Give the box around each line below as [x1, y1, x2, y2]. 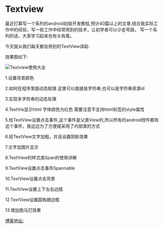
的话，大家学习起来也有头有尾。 [9, 33, 74, 39]
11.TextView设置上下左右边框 [5, 186, 63, 192]
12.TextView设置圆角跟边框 [5, 196, 60, 202]
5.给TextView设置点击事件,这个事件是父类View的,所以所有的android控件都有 [5, 117, 159, 123]
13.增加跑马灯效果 [5, 207, 41, 213]
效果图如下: [5, 53, 29, 60]
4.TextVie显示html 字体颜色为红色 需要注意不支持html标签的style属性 [5, 106, 145, 112]
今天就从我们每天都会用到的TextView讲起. [5, 43, 90, 49]
